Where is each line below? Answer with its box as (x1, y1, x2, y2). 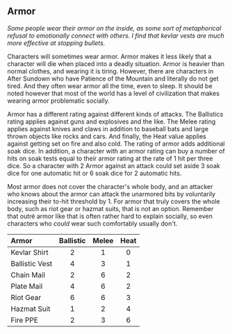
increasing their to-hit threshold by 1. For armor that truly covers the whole (7, 197, 220, 206)
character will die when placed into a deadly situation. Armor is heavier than (7, 59, 224, 68)
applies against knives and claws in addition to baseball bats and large (7, 124, 209, 133)
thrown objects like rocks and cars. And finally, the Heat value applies (7, 132, 206, 140)
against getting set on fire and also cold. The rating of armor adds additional (7, 139, 225, 148)
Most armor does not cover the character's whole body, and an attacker (7, 182, 213, 190)
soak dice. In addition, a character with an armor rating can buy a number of (7, 147, 226, 155)
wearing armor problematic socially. (7, 97, 110, 105)
